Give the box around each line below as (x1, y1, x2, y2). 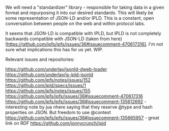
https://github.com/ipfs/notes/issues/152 (5, 77, 91, 83)
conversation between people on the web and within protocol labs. (5, 20, 145, 26)
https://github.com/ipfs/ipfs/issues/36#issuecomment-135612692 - (5, 99, 147, 105)
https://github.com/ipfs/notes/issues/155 (5, 88, 91, 93)
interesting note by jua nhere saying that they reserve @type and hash (5, 104, 153, 110)
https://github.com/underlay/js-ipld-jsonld (5, 72, 93, 78)
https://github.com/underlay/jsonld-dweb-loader (5, 66, 107, 72)
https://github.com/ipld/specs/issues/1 (5, 82, 87, 88)
